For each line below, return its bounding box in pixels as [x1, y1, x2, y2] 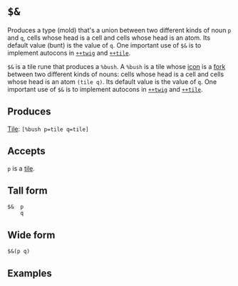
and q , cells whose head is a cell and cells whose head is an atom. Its [7, 33, 211, 42]
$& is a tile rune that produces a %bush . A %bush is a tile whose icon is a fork [7, 62, 226, 70]
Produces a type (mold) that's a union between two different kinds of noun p [7, 26, 232, 34]
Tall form [7, 184, 48, 196]
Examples [7, 267, 52, 279]
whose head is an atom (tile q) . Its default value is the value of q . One [7, 77, 217, 86]
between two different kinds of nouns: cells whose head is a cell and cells [7, 70, 224, 78]
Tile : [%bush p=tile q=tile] [7, 125, 89, 133]
